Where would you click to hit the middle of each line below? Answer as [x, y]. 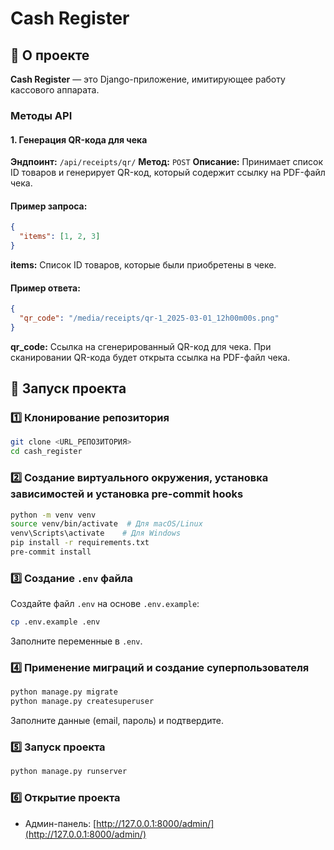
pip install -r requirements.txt [80, 543]
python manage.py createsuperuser [82, 702]
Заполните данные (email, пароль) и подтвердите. [117, 721]
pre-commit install [51, 552]
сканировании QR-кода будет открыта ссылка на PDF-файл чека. [150, 357]
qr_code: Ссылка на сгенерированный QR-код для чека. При [141, 346]
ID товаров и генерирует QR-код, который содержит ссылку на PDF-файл [168, 173]
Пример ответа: [45, 288]
